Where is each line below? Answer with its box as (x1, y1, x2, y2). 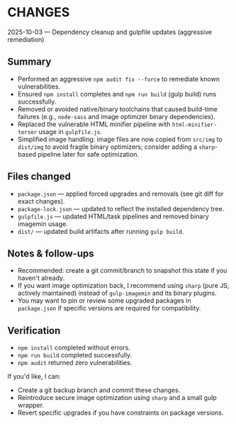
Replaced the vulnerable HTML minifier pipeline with (17, 120, 172, 128)
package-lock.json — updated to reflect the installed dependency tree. (17, 204, 225, 213)
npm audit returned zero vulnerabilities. (17, 359, 133, 367)
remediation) (7, 35, 45, 43)
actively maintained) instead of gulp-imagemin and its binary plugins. (17, 289, 218, 298)
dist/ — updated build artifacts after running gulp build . (17, 227, 184, 235)
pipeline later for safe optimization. (38, 150, 140, 158)
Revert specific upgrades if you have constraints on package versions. (17, 408, 224, 417)
